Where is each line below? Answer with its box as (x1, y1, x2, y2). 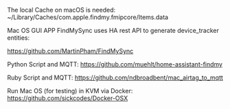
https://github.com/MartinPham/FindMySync (7, 47, 134, 55)
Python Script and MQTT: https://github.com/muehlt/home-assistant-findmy (7, 60, 223, 68)
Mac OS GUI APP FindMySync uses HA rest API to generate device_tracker (7, 27, 220, 34)
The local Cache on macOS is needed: (7, 6, 115, 14)
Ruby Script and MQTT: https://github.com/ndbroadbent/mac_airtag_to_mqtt (7, 73, 223, 82)
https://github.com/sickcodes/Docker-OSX (7, 94, 128, 102)
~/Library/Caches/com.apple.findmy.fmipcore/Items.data (7, 13, 169, 21)
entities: (7, 34, 30, 42)
